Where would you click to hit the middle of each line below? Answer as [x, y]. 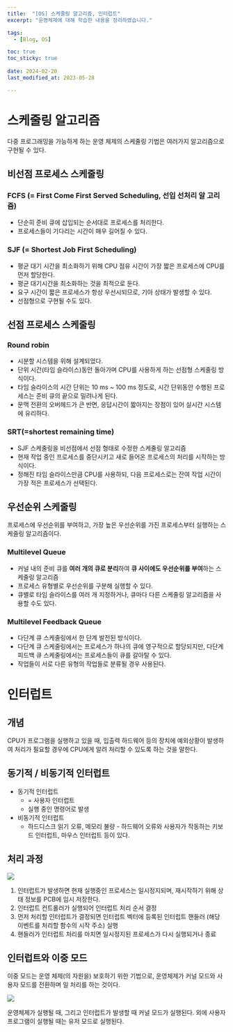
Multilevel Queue [37, 552]
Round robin [29, 344]
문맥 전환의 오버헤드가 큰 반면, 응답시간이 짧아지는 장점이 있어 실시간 [110, 404]
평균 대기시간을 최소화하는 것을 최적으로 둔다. [79, 283]
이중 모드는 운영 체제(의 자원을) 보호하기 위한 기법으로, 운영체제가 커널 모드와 [111, 976]
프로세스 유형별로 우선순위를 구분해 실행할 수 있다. [85, 586]
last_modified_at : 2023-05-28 [51, 77]
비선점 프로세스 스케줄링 [56, 174]
